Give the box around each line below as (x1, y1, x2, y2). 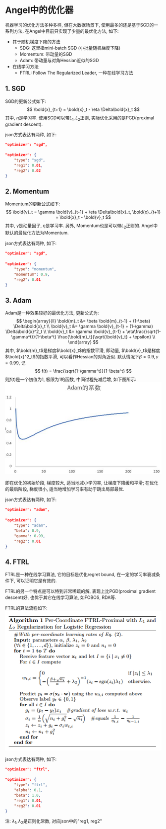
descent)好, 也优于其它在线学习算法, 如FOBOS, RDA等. (5, 594, 116, 600)
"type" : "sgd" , (14, 158, 46, 163)
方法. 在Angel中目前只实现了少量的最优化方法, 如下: (13, 28, 119, 34)
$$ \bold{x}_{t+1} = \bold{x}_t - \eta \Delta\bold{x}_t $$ (27, 106, 140, 112)
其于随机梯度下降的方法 (12, 38, 60, 45)
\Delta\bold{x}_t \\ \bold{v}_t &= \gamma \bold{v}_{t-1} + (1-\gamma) (13, 324, 154, 330)
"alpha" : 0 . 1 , (14, 788, 43, 793)
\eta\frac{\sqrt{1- (126, 329, 161, 334)
